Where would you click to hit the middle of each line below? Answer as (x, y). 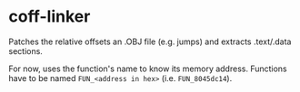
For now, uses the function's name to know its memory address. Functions (148, 69)
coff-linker (50, 17)
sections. (25, 51)
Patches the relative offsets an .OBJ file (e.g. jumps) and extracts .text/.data (150, 41)
